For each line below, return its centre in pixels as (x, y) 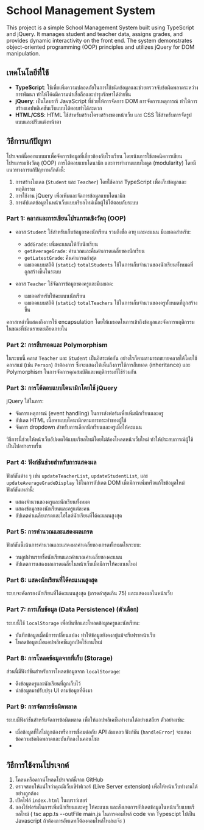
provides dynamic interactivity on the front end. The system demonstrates (100, 40)
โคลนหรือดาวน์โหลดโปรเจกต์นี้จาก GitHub (59, 780)
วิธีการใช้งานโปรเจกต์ (38, 765)
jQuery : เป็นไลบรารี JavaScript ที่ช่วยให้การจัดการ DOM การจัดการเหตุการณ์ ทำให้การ (106, 101)
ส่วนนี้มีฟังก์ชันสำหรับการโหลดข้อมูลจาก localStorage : (63, 671)
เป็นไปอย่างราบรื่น (24, 446)
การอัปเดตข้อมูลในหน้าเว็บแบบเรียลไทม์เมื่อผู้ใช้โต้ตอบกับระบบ (76, 202)
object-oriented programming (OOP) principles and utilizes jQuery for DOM (100, 47)
